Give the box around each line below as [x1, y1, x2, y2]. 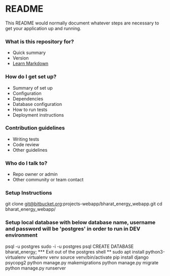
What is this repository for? [5, 38, 75, 45]
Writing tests [12, 136, 40, 142]
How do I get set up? [5, 73, 57, 80]
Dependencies [12, 95, 44, 102]
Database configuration [12, 101, 62, 107]
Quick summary [12, 49, 46, 56]
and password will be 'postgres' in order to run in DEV [5, 225, 141, 232]
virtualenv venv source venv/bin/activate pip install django [27, 254, 149, 260]
